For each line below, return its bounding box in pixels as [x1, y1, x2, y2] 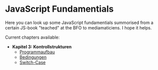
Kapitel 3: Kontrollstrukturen [12, 44, 72, 49]
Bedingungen [19, 54, 47, 60]
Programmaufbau [19, 49, 55, 55]
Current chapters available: [5, 34, 60, 40]
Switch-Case [19, 59, 46, 65]
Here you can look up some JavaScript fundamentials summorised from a [5, 20, 154, 25]
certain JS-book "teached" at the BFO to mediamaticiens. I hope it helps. [5, 24, 152, 30]
